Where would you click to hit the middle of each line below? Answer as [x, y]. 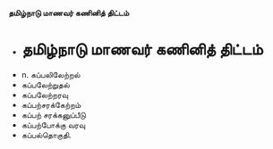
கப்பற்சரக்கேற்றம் [51, 104]
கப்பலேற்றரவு [45, 95]
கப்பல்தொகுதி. [47, 135]
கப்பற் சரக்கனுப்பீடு [54, 114]
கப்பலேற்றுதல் [46, 85]
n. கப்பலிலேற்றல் [51, 74]
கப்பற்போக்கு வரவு [53, 125]
